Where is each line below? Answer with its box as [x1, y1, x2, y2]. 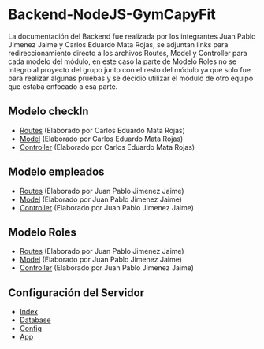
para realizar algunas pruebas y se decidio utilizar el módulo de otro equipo [8, 73, 254, 83]
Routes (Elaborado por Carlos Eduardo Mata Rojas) [19, 125, 185, 135]
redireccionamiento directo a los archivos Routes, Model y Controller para [8, 48, 247, 58]
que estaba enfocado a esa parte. [8, 81, 118, 91]
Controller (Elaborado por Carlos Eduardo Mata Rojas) [19, 142, 195, 151]
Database [19, 315, 51, 325]
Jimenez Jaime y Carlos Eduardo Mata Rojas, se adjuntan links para [8, 39, 229, 49]
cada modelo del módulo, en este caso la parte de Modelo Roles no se [8, 57, 237, 66]
